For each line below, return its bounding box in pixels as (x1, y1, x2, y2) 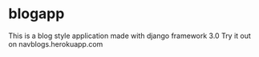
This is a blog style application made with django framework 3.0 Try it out (8, 31, 251, 40)
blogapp (8, 5, 65, 23)
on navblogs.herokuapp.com (8, 39, 103, 48)
